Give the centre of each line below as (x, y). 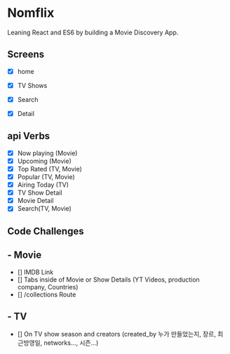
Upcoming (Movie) (45, 161)
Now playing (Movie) (47, 153)
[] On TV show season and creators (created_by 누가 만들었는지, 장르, (116, 334)
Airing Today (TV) (43, 185)
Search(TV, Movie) (44, 209)
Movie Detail (35, 201)
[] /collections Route (47, 294)
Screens (26, 54)
